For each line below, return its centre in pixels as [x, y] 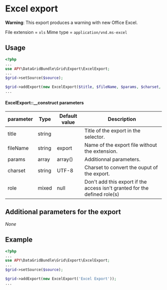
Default [68, 116]
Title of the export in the [112, 131]
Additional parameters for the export [63, 212]
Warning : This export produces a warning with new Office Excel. [72, 22]
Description [122, 119]
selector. [95, 137]
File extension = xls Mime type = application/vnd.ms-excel [66, 32]
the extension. [101, 151]
